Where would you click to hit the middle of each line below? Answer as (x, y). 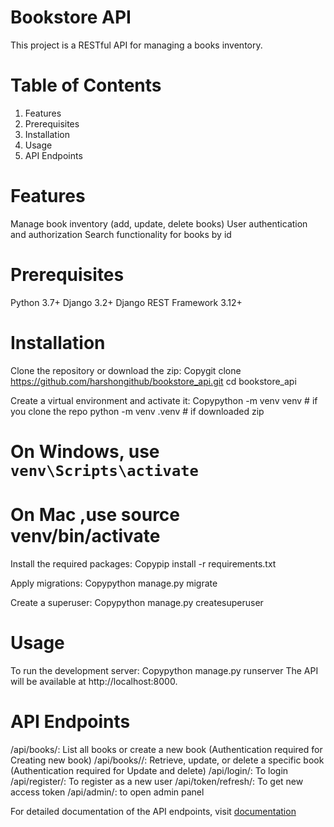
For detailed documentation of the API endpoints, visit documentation (153, 811)
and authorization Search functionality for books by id (121, 234)
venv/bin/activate (85, 536)
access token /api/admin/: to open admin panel (107, 792)
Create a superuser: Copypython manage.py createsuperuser (137, 602)
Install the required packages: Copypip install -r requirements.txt (143, 563)
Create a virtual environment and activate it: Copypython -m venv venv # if (164, 400)
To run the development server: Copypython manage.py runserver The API (164, 670)
